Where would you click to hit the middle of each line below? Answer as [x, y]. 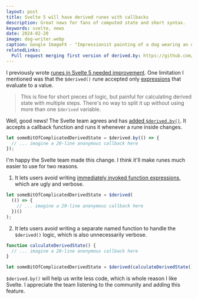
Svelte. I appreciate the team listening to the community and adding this [93, 285]
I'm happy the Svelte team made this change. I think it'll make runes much [96, 160]
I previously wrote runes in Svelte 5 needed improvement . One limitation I [95, 72]
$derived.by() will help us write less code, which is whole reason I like [92, 278]
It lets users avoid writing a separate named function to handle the [95, 228]
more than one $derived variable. [61, 109]
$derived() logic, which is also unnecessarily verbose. [81, 234]
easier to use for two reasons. [42, 166]
